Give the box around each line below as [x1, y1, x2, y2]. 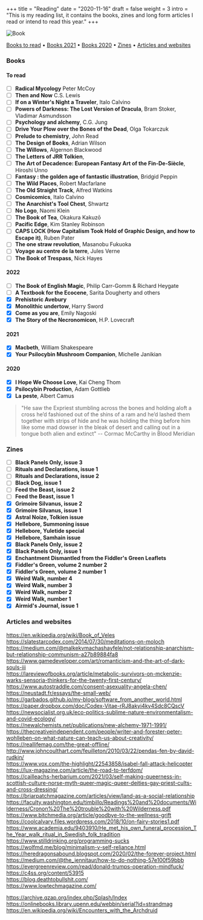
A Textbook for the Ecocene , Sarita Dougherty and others [14, 289, 160, 296]
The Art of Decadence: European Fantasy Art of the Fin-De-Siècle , [14, 160, 185, 167]
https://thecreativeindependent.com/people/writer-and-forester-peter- [6, 728, 182, 735]
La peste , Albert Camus [14, 392, 74, 399]
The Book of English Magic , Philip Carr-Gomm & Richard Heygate [14, 282, 179, 289]
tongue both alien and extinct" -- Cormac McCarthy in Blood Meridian [21, 429, 195, 437]
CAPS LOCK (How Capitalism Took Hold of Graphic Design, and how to [14, 227, 195, 235]
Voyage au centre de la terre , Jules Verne [14, 247, 120, 255]
